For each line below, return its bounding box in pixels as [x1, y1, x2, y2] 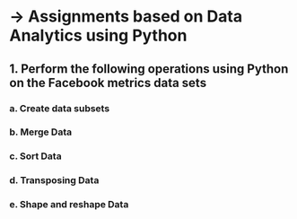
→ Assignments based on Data [9, 6, 243, 27]
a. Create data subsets [9, 101, 110, 114]
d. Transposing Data [9, 174, 100, 187]
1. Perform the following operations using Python [9, 61, 289, 76]
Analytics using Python [9, 25, 188, 46]
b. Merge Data [9, 126, 73, 138]
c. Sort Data [9, 150, 62, 162]
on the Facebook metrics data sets [9, 74, 207, 91]
